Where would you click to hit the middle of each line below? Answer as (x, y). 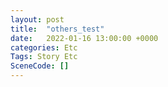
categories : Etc (44, 47)
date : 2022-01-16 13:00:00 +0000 (84, 38)
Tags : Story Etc (44, 57)
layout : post (37, 19)
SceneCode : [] (40, 66)
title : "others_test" (57, 29)
